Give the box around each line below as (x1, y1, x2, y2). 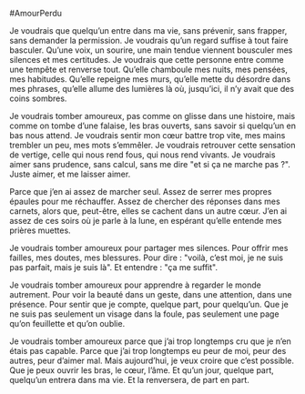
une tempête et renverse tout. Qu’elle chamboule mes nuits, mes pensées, (9, 64, 289, 75)
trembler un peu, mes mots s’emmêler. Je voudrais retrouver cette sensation (9, 140, 296, 150)
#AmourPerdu (9, 8, 62, 18)
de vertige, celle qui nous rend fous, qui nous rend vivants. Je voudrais (9, 149, 276, 160)
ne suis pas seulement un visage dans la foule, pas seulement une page (9, 308, 280, 319)
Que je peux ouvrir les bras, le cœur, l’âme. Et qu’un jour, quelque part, (9, 365, 275, 376)
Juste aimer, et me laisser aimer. (9, 168, 131, 179)
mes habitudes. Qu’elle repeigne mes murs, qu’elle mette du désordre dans (9, 74, 291, 85)
